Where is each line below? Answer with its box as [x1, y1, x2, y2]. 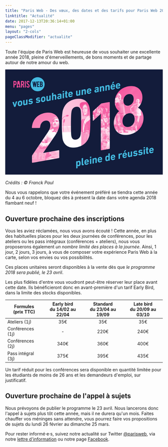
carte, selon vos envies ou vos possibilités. [5, 254, 93, 260]
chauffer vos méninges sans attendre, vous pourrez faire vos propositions [5, 415, 157, 421]
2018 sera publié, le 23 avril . [5, 269, 63, 275]
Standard [93, 301, 113, 307]
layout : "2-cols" [5, 29, 41, 35]
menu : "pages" [5, 24, 35, 29]
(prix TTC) [13, 309, 35, 315]
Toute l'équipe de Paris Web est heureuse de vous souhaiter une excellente [5, 49, 161, 55]
